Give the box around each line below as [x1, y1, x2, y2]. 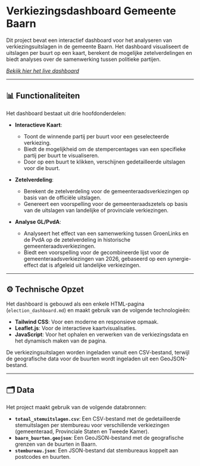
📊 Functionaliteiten [6, 91, 80, 101]
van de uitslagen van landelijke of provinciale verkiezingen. [23, 206, 168, 214]
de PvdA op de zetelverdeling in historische [23, 236, 131, 243]
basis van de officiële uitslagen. [23, 194, 102, 201]
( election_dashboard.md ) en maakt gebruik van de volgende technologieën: [6, 306, 190, 314]
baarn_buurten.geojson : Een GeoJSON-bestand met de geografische [14, 434, 184, 442]
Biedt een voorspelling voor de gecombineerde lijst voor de [23, 249, 170, 256]
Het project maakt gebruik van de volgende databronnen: [6, 404, 147, 411]
